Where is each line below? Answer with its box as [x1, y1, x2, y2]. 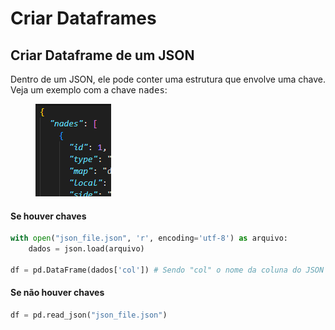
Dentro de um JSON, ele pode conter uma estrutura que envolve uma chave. [10, 73, 326, 85]
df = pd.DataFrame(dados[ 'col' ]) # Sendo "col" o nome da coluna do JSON [10, 265, 325, 275]
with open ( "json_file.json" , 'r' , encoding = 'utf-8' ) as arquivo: [10, 233, 288, 244]
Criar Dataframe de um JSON [10, 47, 195, 64]
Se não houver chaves [10, 287, 105, 299]
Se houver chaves [10, 210, 87, 222]
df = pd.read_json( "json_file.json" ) [10, 310, 168, 320]
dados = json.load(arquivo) [28, 244, 145, 254]
